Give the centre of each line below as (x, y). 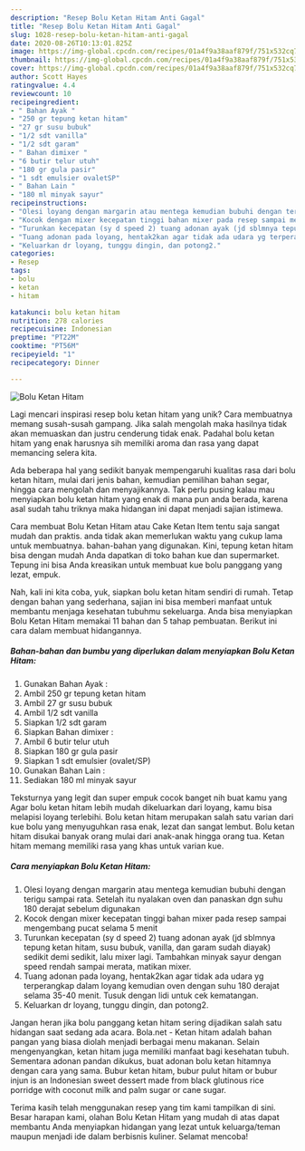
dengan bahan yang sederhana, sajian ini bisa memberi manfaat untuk (141, 601)
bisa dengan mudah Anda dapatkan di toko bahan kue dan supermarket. (145, 555)
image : (23, 52)
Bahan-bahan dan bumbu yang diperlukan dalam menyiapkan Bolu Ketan (152, 651)
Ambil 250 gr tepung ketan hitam (85, 693)
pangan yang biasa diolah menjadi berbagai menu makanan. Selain (135, 1041)
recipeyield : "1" (43, 354)
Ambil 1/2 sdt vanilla (61, 712)
